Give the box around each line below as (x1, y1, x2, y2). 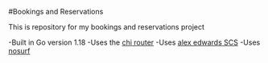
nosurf (8, 46, 31, 55)
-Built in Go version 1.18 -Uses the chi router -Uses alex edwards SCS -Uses (8, 37, 261, 47)
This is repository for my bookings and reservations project (8, 22, 205, 31)
